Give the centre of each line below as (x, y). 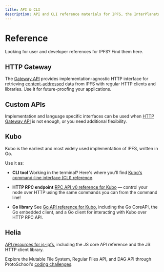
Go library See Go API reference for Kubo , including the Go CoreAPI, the (85, 207)
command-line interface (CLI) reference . (53, 177)
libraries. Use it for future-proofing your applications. (58, 89)
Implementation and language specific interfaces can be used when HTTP (80, 116)
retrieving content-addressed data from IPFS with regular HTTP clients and (81, 84)
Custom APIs (25, 105)
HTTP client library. (24, 250)
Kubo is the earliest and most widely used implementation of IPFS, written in (82, 148)
